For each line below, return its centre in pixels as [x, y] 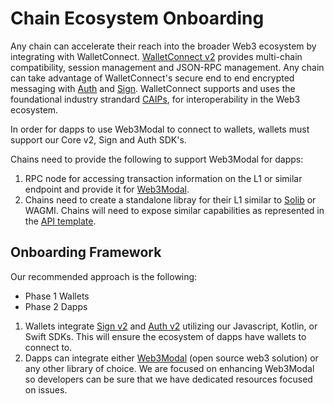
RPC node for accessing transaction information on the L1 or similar [163, 178]
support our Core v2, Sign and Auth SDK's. [98, 139]
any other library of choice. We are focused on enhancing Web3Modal [169, 368]
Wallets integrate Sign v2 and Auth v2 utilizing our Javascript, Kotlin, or [171, 326]
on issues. [46, 389]
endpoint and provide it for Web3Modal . [107, 189]
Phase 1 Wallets [57, 296]
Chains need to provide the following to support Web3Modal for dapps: [157, 159]
